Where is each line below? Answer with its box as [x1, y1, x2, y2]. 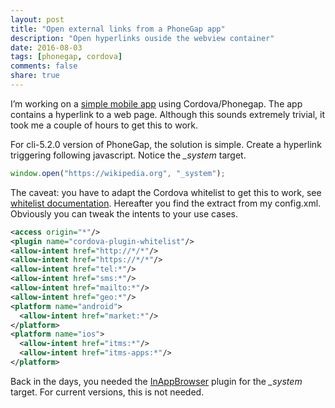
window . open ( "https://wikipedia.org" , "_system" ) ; [10, 168, 226, 178]
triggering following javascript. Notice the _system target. [10, 149, 247, 161]
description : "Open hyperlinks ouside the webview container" [10, 33, 275, 43]
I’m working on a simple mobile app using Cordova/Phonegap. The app [10, 97, 303, 110]
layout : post [10, 14, 65, 25]
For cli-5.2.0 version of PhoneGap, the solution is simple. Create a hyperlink [10, 138, 322, 150]
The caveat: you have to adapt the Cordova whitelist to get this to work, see [10, 186, 322, 198]
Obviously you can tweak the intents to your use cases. [10, 207, 239, 220]
